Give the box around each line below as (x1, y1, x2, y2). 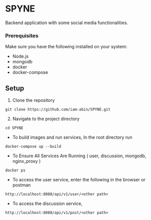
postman (12, 182, 31, 188)
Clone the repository (12, 97, 55, 103)
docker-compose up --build (5, 144, 61, 149)
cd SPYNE (5, 126, 23, 131)
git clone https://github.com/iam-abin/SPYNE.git (5, 107, 111, 112)
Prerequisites (5, 32, 38, 39)
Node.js (12, 53, 29, 59)
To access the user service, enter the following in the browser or (12, 177, 146, 183)
